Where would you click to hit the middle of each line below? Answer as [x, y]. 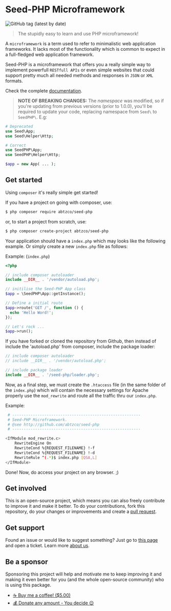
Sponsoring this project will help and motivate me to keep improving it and [84, 574]
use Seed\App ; [20, 131]
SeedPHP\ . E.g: [33, 117]
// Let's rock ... [25, 327]
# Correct [16, 145]
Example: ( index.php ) [28, 256]
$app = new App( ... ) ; [31, 164]
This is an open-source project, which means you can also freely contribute [85, 501]
